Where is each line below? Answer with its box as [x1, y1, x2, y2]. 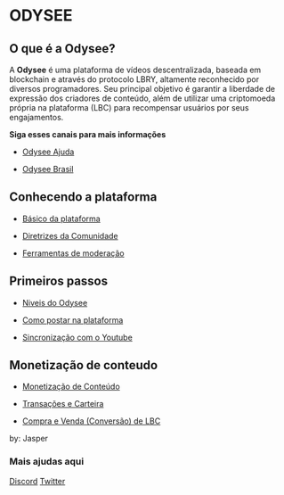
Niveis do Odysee [21, 297, 88, 308]
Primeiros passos [9, 274, 109, 289]
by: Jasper [9, 433, 49, 444]
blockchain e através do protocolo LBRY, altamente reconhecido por [9, 74, 260, 85]
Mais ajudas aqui [9, 456, 85, 468]
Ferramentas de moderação [21, 247, 125, 259]
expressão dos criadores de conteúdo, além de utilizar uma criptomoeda [9, 93, 276, 103]
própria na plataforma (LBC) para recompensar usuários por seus [9, 103, 249, 112]
